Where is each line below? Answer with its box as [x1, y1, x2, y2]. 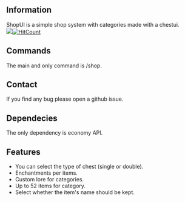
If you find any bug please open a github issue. [6, 95, 124, 103]
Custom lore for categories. [15, 176, 84, 183]
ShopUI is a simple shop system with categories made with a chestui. [6, 21, 180, 28]
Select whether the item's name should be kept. [15, 189, 135, 196]
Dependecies [6, 113, 58, 123]
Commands [6, 45, 52, 56]
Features [6, 147, 41, 157]
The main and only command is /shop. [6, 62, 102, 69]
